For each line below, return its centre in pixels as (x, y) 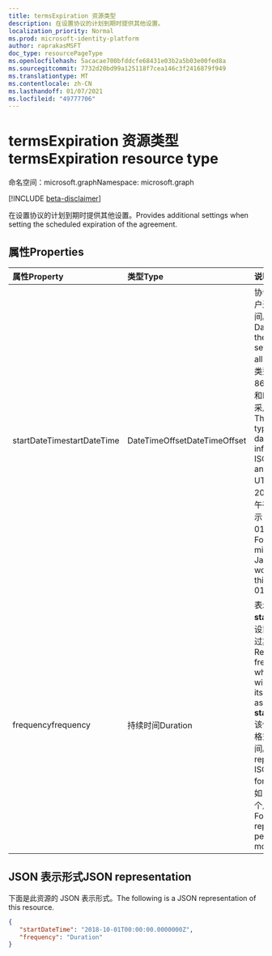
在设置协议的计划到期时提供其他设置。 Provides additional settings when (129, 215)
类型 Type (145, 276)
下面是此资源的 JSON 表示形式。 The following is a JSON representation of (132, 898)
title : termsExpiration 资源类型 (62, 16)
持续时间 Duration (159, 725)
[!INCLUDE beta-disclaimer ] (55, 198)
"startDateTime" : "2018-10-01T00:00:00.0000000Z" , (106, 929)
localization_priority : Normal (61, 31)
